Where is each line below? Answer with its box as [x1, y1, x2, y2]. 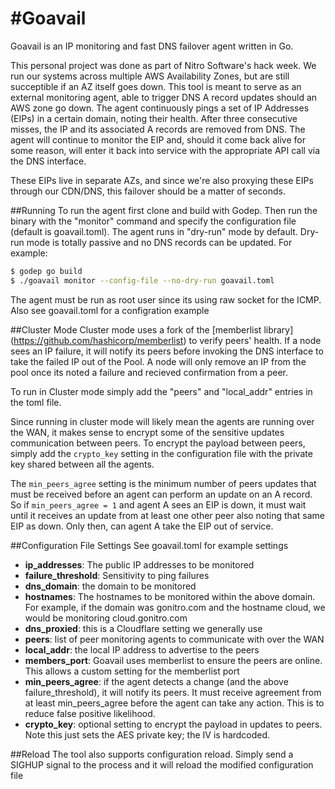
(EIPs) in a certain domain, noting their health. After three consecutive [10, 112, 298, 124]
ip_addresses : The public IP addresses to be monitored [24, 558, 255, 571]
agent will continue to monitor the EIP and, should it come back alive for [10, 133, 306, 146]
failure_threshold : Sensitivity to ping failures [24, 569, 210, 581]
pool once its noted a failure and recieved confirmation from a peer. [10, 366, 288, 378]
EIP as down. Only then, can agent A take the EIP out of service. [10, 520, 274, 532]
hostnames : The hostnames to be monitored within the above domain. [24, 590, 316, 602]
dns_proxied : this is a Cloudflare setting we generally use [24, 622, 263, 634]
